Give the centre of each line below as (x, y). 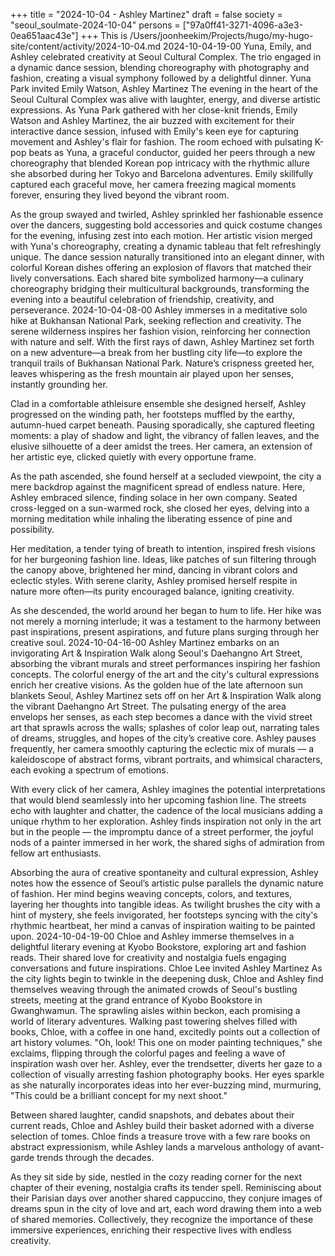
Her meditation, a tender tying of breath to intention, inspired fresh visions (163, 548)
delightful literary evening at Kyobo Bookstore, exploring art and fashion (158, 947)
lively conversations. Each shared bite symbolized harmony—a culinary (157, 278)
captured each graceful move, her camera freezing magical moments (153, 184)
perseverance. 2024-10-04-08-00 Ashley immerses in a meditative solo (159, 310)
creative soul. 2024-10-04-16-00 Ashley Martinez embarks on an (145, 642)
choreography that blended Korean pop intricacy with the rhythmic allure (160, 163)
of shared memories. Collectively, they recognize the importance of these (162, 1219)
